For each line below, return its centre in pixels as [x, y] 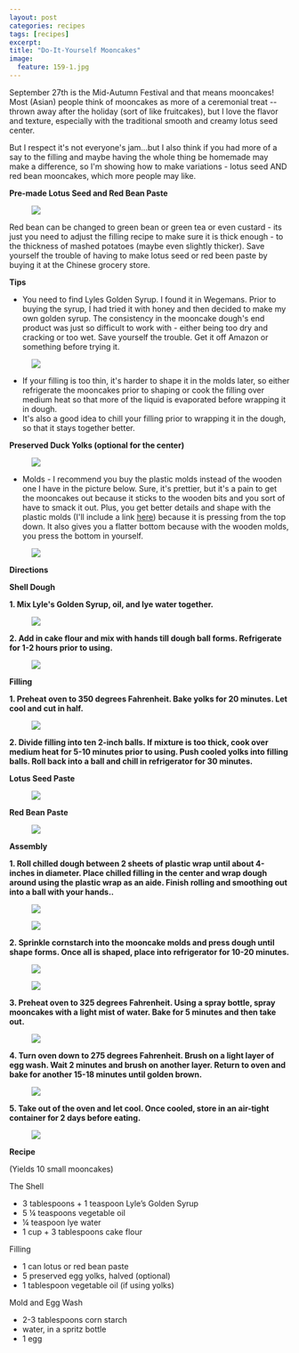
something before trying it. [71, 346]
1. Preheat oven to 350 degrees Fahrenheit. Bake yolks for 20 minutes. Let [148, 699]
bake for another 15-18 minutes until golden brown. [106, 1074]
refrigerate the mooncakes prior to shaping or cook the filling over [143, 390]
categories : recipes [48, 26]
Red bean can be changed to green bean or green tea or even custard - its [145, 227]
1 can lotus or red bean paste [75, 1266]
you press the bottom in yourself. [83, 536]
